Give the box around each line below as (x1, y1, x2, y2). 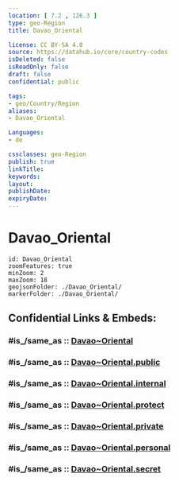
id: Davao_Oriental (8, 255, 73, 263)
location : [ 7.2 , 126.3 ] (8, 11, 97, 20)
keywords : (8, 173, 41, 180)
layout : (8, 180, 34, 188)
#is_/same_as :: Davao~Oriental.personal (8, 442, 171, 453)
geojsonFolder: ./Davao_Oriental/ (8, 283, 123, 291)
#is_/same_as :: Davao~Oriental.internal (8, 378, 166, 390)
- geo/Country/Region (8, 99, 80, 107)
